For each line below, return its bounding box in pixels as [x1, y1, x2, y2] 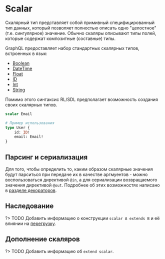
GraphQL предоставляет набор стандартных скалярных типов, [5, 45, 139, 51]
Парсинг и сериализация [5, 153, 88, 161]
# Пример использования [5, 120, 55, 125]
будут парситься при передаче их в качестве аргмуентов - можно [5, 171, 148, 177]
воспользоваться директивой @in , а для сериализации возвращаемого [5, 177, 157, 182]
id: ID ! [14, 129, 30, 135]
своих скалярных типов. [5, 101, 57, 107]
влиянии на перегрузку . [5, 220, 56, 226]
